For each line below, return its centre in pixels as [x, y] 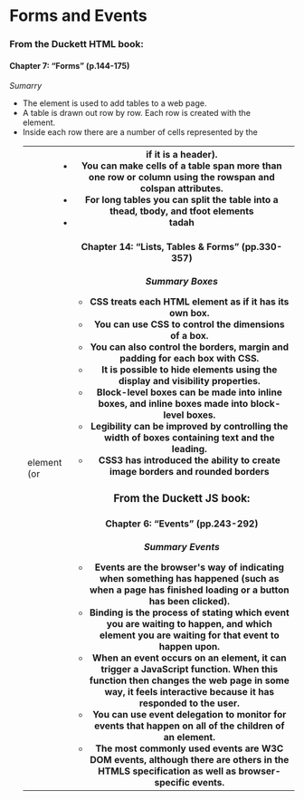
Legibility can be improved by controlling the [189, 426]
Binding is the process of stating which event [189, 612]
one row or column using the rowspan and [182, 178]
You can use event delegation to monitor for [189, 714]
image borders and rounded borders [190, 471]
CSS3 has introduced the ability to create [189, 460]
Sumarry [26, 86]
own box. [189, 313]
